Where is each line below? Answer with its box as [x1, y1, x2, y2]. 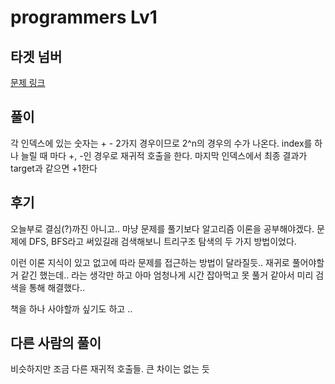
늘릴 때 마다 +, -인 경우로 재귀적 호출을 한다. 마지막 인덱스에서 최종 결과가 [20, 149, 308, 161]
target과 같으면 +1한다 [10, 162, 98, 174]
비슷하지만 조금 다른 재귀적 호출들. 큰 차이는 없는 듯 [10, 363, 210, 375]
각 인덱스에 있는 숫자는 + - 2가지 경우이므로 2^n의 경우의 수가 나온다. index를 [10, 137, 313, 149]
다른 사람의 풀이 [10, 335, 102, 352]
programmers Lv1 [10, 6, 158, 29]
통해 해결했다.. [28, 281, 85, 293]
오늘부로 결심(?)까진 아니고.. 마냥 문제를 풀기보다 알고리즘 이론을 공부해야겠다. [10, 222, 315, 235]
